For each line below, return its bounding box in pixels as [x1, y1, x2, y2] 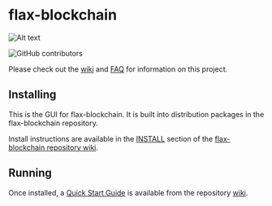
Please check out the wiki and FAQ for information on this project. [8, 64, 228, 74]
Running [8, 166, 53, 180]
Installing [8, 88, 57, 102]
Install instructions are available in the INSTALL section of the [8, 134, 214, 143]
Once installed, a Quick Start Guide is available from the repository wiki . [8, 187, 248, 197]
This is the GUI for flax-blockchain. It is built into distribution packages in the [8, 109, 265, 119]
